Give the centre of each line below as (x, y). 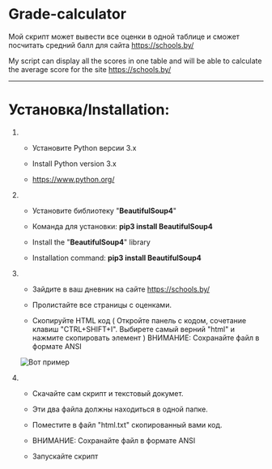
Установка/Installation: (89, 110)
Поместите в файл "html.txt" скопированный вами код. (127, 424)
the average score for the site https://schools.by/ (90, 69)
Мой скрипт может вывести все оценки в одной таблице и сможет (124, 36)
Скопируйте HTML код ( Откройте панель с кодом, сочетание (139, 320)
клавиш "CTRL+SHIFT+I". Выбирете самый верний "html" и (133, 329)
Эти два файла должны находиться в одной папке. (120, 409)
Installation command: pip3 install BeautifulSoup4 (117, 258)
